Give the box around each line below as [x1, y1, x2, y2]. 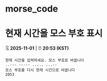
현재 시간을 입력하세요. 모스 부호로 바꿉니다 [5, 58, 84, 63]
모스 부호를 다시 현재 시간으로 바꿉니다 [5, 68, 75, 73]
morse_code [5, 3, 58, 15]
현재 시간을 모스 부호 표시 [5, 28, 103, 39]
